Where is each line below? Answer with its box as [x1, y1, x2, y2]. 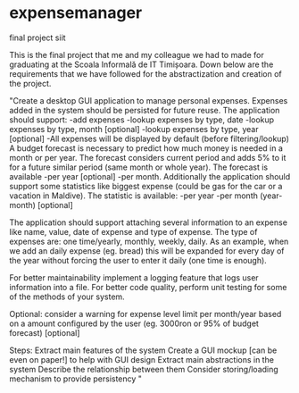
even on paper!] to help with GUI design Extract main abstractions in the [9, 354, 275, 364]
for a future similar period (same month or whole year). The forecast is [9, 162, 269, 172]
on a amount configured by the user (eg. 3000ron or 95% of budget [9, 318, 259, 329]
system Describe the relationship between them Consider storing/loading [9, 364, 278, 374]
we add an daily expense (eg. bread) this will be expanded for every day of [9, 245, 285, 256]
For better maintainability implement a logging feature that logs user [9, 272, 259, 283]
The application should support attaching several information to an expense [9, 217, 288, 228]
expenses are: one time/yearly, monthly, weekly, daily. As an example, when [9, 236, 289, 247]
